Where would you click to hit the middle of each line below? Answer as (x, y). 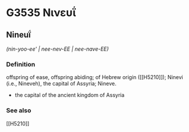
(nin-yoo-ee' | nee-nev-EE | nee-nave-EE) (57, 49)
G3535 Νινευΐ (41, 13)
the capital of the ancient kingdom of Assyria (70, 95)
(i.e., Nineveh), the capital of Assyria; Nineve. (61, 84)
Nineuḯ (19, 35)
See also (19, 111)
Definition (21, 64)
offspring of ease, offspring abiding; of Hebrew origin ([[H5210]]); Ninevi (95, 77)
